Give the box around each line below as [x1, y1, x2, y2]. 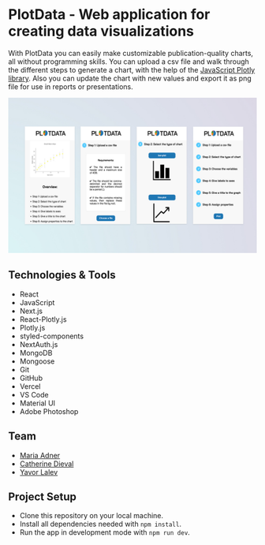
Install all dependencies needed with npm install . [19, 519, 181, 529]
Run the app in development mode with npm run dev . [19, 528, 191, 537]
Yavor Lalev [19, 467, 58, 476]
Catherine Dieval [19, 459, 74, 468]
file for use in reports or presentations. [8, 81, 133, 91]
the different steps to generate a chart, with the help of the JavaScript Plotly [8, 65, 256, 74]
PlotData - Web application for [8, 6, 211, 24]
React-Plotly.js [19, 314, 67, 324]
